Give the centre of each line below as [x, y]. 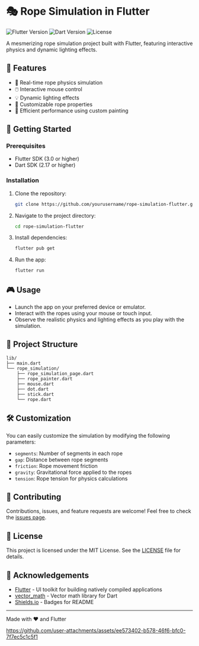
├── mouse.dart [36, 384]
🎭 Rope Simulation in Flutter [78, 12]
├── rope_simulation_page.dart [55, 373]
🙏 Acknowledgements [48, 575]
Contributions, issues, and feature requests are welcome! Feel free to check [99, 511]
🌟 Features [26, 68]
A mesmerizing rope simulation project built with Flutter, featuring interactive [99, 43]
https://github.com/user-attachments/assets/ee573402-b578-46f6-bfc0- [96, 631]
